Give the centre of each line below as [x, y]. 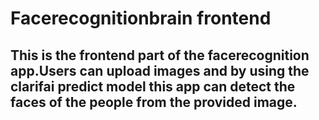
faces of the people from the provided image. [154, 102]
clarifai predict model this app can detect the [153, 86]
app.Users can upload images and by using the [160, 70]
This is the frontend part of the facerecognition [160, 55]
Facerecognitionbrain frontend [141, 18]
